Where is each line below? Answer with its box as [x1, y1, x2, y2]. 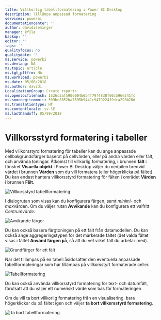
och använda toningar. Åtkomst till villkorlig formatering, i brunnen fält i [5, 159, 147, 164]
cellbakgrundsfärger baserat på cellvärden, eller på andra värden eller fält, [5, 153, 154, 159]
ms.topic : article [5, 66, 42, 71]
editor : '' [5, 39, 27, 44]
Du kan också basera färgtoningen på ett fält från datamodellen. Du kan [5, 227, 148, 233]
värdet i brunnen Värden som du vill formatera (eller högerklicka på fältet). [5, 169, 154, 175]
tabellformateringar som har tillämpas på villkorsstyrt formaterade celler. [5, 261, 150, 267]
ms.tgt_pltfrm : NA [5, 71, 42, 75]
